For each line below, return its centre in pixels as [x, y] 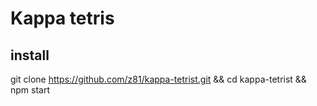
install [30, 55]
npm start [30, 90]
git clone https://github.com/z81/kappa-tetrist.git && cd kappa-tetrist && [158, 79]
